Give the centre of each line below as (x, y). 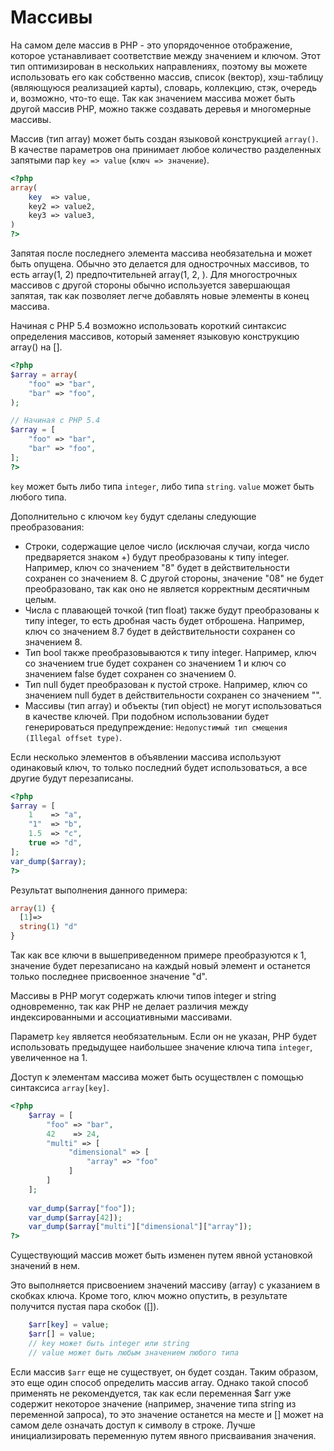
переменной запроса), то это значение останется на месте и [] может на (167, 1414)
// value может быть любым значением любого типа (134, 1352)
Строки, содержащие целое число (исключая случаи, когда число (167, 546)
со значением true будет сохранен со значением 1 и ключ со (155, 663)
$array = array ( (44, 374)
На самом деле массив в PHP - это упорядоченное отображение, (151, 45)
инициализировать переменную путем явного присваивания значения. (163, 1435)
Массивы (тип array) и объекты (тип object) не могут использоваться (173, 705)
